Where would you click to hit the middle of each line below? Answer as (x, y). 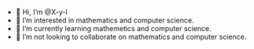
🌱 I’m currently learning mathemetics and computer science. (114, 28)
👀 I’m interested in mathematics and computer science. (105, 20)
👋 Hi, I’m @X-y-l (42, 12)
